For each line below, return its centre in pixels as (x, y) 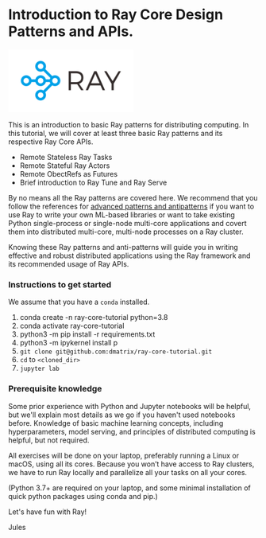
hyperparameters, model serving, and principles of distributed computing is (132, 431)
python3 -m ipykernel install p (69, 343)
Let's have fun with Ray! (48, 512)
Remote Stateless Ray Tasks (66, 157)
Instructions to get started (60, 284)
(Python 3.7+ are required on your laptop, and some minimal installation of (130, 488)
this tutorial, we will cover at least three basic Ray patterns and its (116, 133)
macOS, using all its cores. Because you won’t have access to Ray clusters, (131, 464)
